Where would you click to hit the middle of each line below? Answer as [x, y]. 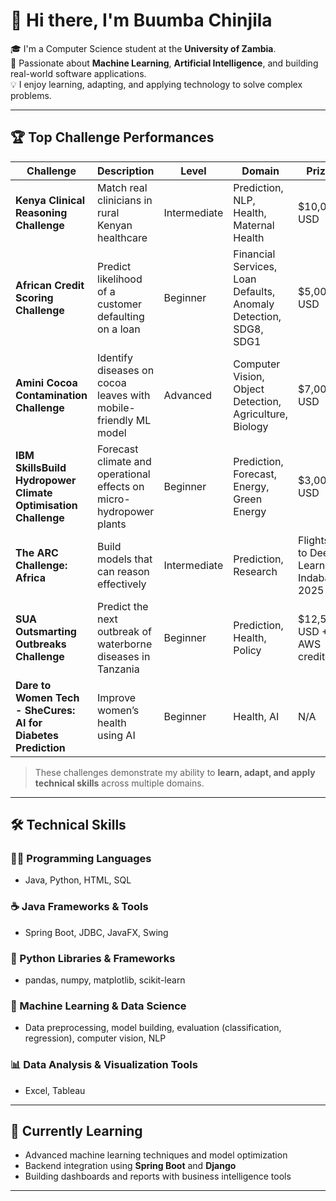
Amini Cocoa [46, 382]
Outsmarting [46, 631]
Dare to [33, 685]
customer [120, 304]
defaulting [121, 316]
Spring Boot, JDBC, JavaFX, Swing [96, 932]
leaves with [124, 395]
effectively [122, 584]
